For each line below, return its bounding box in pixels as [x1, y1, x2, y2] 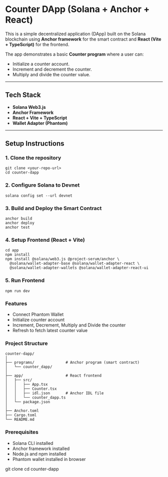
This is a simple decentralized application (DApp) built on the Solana [5, 31, 146, 37]
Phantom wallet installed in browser [12, 456, 86, 462]
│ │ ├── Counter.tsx [5, 386, 57, 392]
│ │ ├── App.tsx [5, 382, 48, 387]
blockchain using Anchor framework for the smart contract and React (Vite [5, 36, 161, 42]
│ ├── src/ [5, 378, 32, 383]
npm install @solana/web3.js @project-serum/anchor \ [5, 257, 120, 262]
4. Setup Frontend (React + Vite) [5, 236, 85, 243]
